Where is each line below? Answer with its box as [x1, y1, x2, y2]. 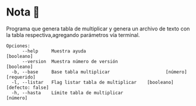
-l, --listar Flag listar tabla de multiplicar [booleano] [11, 79, 174, 85]
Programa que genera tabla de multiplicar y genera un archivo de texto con [6, 25, 190, 32]
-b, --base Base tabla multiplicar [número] [11, 68, 187, 75]
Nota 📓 [6, 5, 40, 19]
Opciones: [6, 43, 31, 49]
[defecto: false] [6, 85, 49, 91]
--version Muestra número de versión [21, 58, 118, 64]
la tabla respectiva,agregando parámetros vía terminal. [6, 31, 140, 38]
